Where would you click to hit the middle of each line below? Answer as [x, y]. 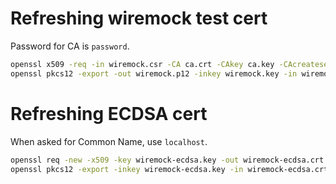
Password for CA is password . [70, 46]
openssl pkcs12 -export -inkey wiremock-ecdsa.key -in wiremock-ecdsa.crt [169, 169]
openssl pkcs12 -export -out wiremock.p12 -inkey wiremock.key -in [154, 73]
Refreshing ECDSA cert [109, 113]
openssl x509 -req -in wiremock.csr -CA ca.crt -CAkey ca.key [142, 64]
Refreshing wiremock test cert [139, 18]
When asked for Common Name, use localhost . [109, 141]
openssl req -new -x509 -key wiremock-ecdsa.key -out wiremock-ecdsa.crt [167, 160]
